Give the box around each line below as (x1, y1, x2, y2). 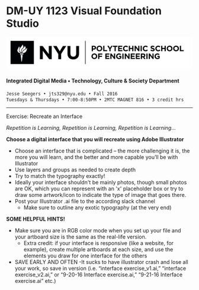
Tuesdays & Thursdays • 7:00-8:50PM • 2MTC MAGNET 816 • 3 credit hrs (6, 97, 184, 103)
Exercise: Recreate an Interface (6, 113, 83, 120)
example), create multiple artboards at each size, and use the (23, 246, 174, 253)
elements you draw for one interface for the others (23, 252, 147, 259)
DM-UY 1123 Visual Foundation (6, 4, 162, 18)
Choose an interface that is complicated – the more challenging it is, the (14, 147, 190, 155)
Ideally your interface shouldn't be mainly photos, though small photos (14, 179, 187, 186)
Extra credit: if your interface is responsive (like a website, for (23, 240, 174, 247)
